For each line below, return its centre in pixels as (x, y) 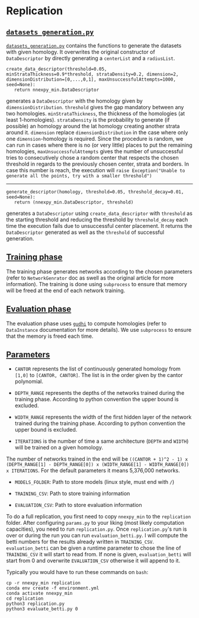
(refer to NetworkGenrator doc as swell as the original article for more (90, 278)
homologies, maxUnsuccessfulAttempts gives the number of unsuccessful (95, 151)
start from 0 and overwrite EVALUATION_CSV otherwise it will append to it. (93, 561)
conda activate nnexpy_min (39, 594)
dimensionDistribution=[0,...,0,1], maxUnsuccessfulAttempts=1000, (91, 80)
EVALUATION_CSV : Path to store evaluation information (78, 505)
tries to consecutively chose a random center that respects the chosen (92, 158)
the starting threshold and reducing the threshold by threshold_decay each (97, 220)
